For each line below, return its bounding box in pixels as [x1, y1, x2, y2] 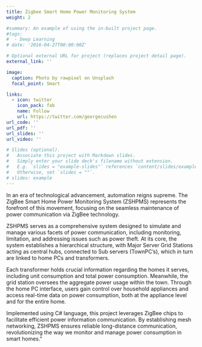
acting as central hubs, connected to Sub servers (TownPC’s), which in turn [6, 248, 194, 255]
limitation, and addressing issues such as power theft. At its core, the [6, 235, 177, 242]
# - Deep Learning [6, 37, 55, 43]
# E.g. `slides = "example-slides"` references [6, 164, 133, 170]
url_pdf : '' [6, 124, 36, 131]
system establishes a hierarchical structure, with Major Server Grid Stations [6, 241, 194, 248]
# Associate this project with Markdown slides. [6, 153, 136, 159]
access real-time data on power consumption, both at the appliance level [6, 291, 188, 298]
